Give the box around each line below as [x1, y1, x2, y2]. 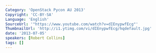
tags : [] [5, 40, 24, 45]
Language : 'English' [5, 17, 50, 22]
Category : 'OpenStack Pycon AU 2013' [5, 7, 86, 13]
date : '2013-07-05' [5, 31, 47, 36]
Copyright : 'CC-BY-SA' [5, 12, 54, 17]
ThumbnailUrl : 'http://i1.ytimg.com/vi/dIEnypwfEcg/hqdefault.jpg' [5, 26, 152, 31]
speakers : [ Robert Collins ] [5, 36, 65, 41]
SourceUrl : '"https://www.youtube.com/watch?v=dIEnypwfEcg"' [5, 21, 139, 27]
